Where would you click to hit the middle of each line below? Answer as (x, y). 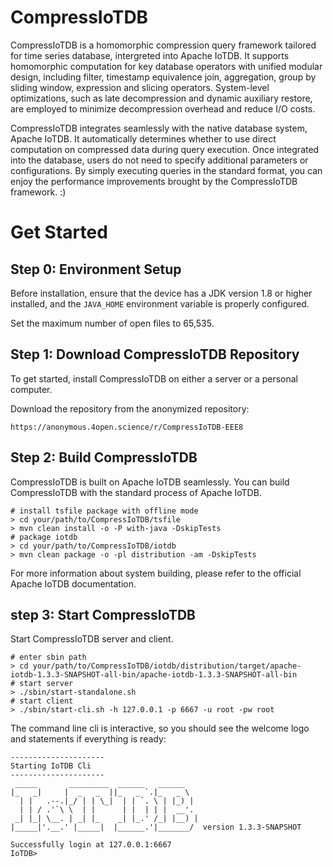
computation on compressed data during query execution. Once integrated (165, 149)
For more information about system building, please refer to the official (156, 573)
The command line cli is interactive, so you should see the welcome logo (160, 728)
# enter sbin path (48, 657)
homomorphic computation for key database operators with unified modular (166, 66)
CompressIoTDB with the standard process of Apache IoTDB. (136, 492)
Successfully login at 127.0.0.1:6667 (91, 845)
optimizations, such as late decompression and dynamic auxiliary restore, (161, 98)
